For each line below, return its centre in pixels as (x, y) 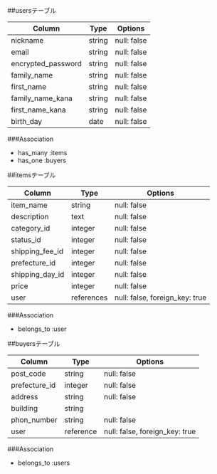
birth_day (27, 121)
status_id (26, 239)
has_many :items (42, 153)
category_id (31, 228)
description (30, 217)
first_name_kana (38, 110)
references (89, 297)
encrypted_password (46, 64)
